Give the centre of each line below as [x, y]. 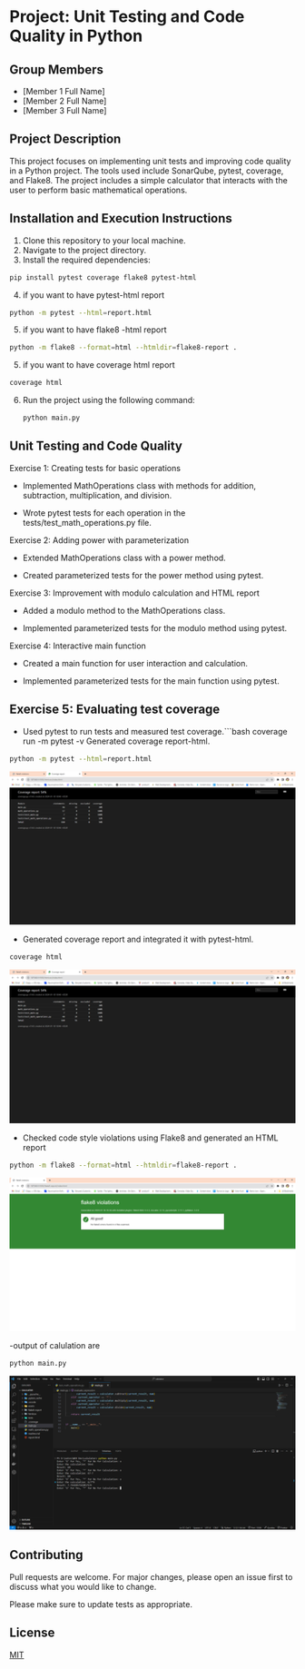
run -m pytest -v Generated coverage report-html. [116, 741]
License [32, 1633]
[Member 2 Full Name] [64, 101]
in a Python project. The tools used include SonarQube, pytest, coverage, [147, 171]
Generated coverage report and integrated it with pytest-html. [138, 939]
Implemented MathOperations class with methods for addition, [139, 485]
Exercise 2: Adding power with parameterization [99, 540]
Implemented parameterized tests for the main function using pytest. [151, 681]
